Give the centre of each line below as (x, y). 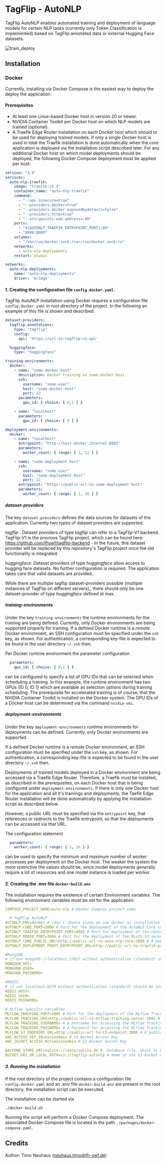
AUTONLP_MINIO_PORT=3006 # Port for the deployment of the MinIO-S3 (77, 936)
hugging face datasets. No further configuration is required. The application (82, 568)
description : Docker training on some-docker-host (71, 375)
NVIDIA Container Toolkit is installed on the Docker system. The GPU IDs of (82, 697)
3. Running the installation (33, 1066)
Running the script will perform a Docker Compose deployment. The (75, 1117)
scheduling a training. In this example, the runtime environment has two (78, 682)
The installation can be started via (40, 1099)
